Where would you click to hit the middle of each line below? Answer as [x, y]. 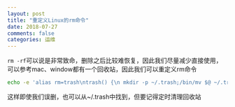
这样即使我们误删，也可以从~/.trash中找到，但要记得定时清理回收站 [104, 97]
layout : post [26, 14]
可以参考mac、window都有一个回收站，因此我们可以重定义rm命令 [102, 69]
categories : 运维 [31, 40]
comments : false [31, 33]
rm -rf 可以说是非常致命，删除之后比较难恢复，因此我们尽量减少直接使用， [115, 61]
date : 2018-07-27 [33, 27]
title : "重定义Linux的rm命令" [48, 20]
